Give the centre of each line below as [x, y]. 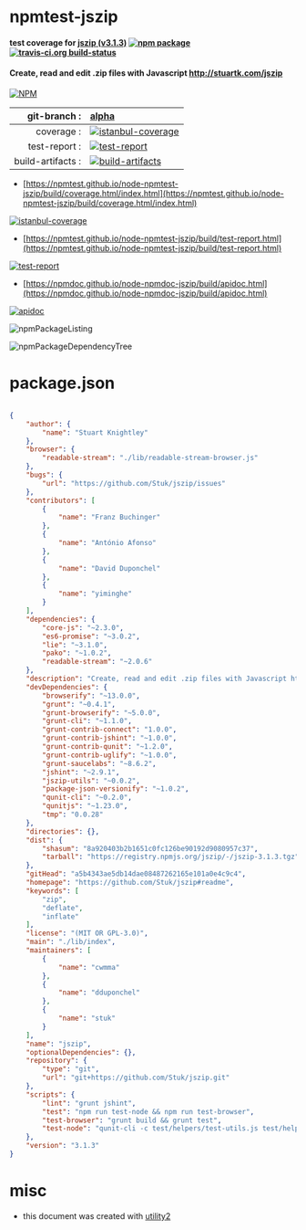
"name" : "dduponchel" [99, 993]
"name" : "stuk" [87, 1019]
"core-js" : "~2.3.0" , [83, 627]
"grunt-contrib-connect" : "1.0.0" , [110, 730]
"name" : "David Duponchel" [109, 568]
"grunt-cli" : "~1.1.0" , [87, 721]
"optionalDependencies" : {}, [81, 1052]
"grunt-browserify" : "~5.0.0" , [102, 713]
